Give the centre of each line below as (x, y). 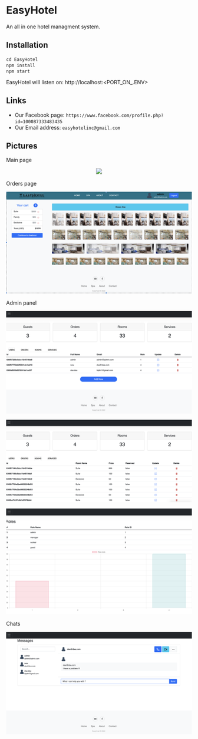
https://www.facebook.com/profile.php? (115, 116)
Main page (19, 160)
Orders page (22, 184)
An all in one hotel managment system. (53, 27)
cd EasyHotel (22, 60)
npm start (18, 71)
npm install (21, 65)
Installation (27, 45)
